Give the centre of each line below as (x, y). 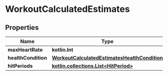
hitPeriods (20, 66)
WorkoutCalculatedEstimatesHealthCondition (107, 58)
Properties (22, 28)
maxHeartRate (25, 50)
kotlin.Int (62, 50)
